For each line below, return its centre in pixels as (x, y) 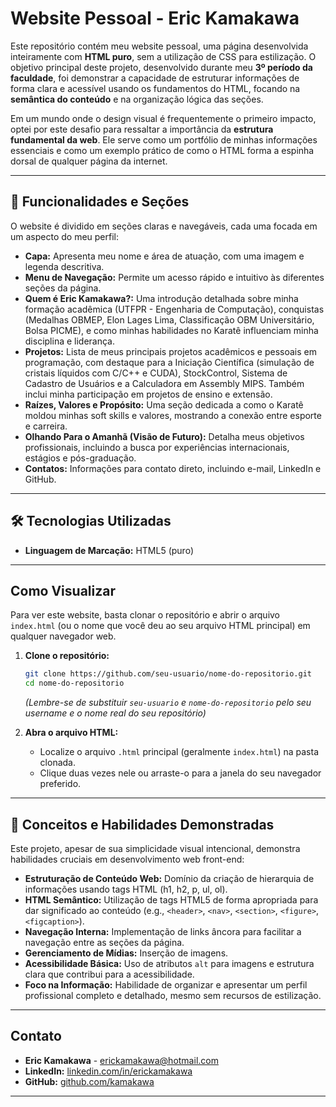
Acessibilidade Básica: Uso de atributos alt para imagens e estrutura (169, 963)
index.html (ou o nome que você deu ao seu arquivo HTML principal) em (160, 626)
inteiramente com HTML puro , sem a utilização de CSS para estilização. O (163, 56)
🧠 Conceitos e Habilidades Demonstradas (142, 824)
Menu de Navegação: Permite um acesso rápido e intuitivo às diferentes (174, 277)
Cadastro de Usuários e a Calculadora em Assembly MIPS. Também (164, 383)
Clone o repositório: (67, 656)
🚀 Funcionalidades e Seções (100, 202)
